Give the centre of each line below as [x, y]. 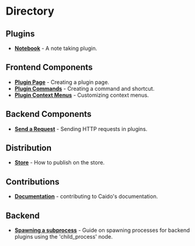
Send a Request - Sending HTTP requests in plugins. [81, 128]
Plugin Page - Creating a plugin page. [62, 82]
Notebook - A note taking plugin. [56, 48]
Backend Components [49, 114]
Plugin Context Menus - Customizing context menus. [82, 95]
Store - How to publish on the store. [60, 163]
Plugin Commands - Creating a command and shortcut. [84, 88]
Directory [30, 11]
